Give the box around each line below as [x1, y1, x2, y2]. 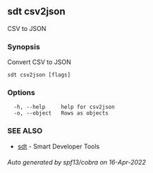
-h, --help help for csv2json [13, 103, 115, 111]
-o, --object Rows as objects [13, 110, 109, 117]
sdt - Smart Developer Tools [17, 142, 100, 150]
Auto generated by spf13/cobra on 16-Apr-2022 [7, 158, 146, 167]
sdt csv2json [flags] [7, 72, 71, 79]
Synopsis [7, 41, 40, 51]
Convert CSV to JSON [7, 58, 72, 66]
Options [7, 88, 35, 98]
